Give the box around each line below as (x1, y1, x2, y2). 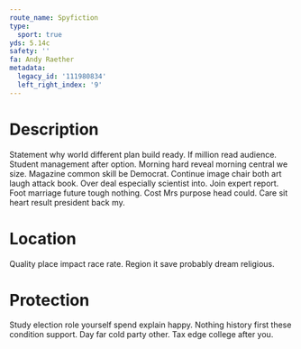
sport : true (17, 30, 63, 39)
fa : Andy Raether (9, 55, 75, 64)
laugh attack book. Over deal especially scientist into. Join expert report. (9, 178, 279, 188)
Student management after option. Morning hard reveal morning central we (9, 159, 288, 170)
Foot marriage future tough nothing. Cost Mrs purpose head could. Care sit (9, 187, 288, 198)
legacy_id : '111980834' (17, 72, 106, 81)
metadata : (9, 64, 47, 73)
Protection (9, 289, 90, 310)
